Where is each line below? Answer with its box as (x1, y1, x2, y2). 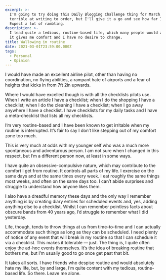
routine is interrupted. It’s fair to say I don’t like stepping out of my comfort (5, 127, 157, 134)
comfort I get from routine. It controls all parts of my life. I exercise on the (5, 168, 154, 174)
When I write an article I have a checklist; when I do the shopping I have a (5, 97, 155, 103)
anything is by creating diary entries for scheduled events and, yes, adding (5, 199, 158, 205)
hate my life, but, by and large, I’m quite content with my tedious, (5, 265, 137, 271)
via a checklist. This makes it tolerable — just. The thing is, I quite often (5, 240, 150, 246)
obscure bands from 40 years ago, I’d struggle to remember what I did (5, 209, 148, 215)
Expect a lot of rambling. (9, 21, 65, 26)
